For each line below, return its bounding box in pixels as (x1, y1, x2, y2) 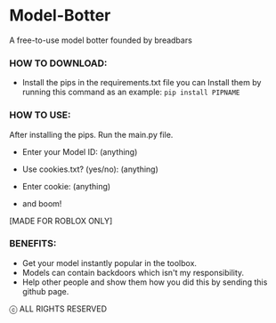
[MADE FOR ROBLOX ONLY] (9, 215, 113, 226)
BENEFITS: (9, 238, 57, 250)
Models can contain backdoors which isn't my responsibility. (21, 267, 245, 278)
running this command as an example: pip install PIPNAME (21, 86, 240, 98)
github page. (21, 286, 69, 296)
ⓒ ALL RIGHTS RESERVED (9, 303, 107, 314)
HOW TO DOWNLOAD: (9, 57, 108, 69)
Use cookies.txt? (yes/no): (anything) (21, 164, 158, 174)
